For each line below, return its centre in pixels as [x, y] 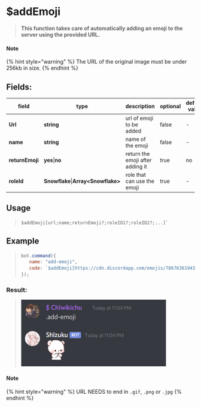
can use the [140, 181]
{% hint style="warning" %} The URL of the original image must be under [97, 62]
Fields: [19, 87]
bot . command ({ [38, 256]
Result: [17, 290]
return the [138, 154]
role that [136, 175]
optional [170, 106]
